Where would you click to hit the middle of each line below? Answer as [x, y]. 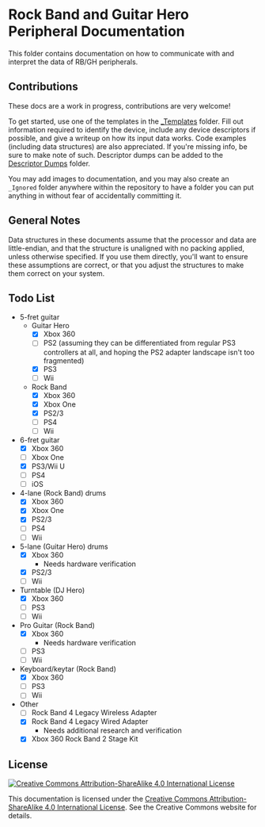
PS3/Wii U [48, 466]
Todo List [32, 298]
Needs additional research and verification [112, 730]
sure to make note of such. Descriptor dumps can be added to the [116, 155]
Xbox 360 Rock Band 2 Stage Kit [85, 739]
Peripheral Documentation [97, 31]
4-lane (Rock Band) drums [63, 493]
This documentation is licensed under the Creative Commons [108, 799]
